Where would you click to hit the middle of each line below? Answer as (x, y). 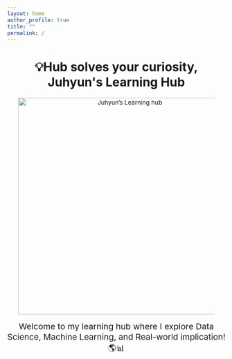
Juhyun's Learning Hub (116, 82)
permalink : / (26, 33)
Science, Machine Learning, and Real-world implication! (116, 337)
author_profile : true (38, 20)
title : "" (21, 26)
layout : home (26, 14)
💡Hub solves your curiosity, (116, 67)
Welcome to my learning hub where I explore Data (116, 327)
